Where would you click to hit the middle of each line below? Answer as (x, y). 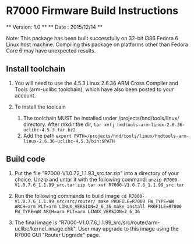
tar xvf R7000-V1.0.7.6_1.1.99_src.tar (136, 185)
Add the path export (47, 135)
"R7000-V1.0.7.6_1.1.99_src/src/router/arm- (109, 222)
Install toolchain (36, 69)
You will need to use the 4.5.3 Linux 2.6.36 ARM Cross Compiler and (96, 83)
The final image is (36, 222)
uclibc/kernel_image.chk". (45, 228)
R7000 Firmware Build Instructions (92, 11)
